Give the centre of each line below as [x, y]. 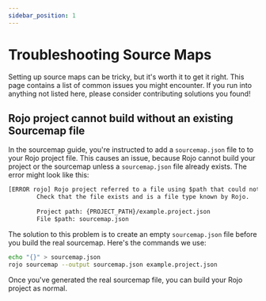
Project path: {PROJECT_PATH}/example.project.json [124, 211]
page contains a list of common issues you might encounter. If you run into [130, 85]
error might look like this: [49, 175]
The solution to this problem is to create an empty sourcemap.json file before [133, 234]
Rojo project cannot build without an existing [121, 118]
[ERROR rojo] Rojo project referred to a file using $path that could [127, 190]
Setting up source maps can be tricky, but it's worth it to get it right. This [126, 77]
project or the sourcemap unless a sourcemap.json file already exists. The [127, 166]
